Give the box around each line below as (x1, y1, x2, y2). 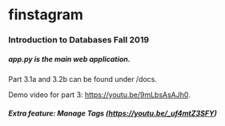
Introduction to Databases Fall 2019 (8, 35, 150, 46)
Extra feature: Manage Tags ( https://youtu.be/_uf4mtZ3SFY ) (8, 108, 218, 118)
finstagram (8, 6, 84, 24)
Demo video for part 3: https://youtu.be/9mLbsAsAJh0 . (8, 90, 191, 100)
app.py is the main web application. (8, 54, 131, 63)
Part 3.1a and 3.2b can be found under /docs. (8, 75, 158, 84)
